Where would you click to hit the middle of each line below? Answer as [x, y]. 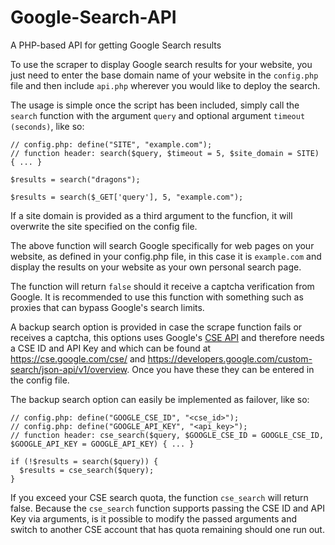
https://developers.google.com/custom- [230, 358]
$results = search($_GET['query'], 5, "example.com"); [127, 197]
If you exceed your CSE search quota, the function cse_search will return [159, 497]
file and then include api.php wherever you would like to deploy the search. [165, 85]
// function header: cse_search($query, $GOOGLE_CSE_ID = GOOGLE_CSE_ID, [167, 435]
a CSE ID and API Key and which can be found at [111, 348]
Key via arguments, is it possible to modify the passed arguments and [153, 518]
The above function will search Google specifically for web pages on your [162, 245]
